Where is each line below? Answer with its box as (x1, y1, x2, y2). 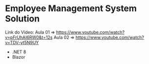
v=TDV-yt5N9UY (5, 39, 39, 45)
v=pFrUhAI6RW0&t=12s (5, 34, 53, 40)
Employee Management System (5, 3, 137, 14)
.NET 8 (12, 49, 26, 55)
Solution (5, 13, 40, 24)
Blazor (12, 54, 25, 60)
